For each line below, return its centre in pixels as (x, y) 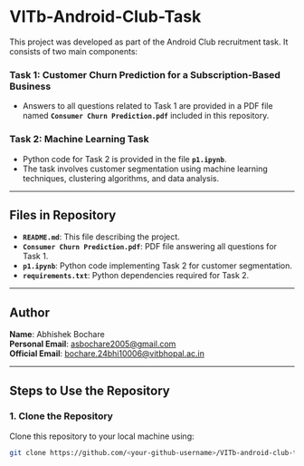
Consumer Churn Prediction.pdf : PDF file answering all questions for (150, 247)
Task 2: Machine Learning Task (79, 140)
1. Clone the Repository (61, 416)
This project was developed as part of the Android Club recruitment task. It (149, 42)
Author (29, 312)
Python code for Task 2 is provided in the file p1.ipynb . (124, 159)
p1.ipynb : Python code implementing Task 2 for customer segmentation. (157, 266)
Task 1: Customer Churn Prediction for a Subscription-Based (145, 74)
